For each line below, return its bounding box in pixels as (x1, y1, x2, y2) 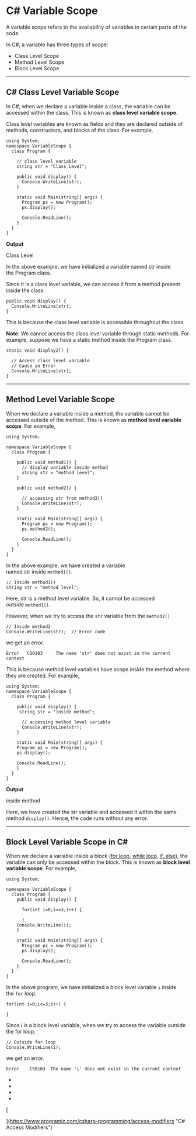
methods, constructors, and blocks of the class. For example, (6, 126, 153, 133)
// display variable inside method (21, 464, 108, 471)
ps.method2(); (21, 526, 57, 532)
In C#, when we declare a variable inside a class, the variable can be (6, 102, 171, 109)
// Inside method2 (6, 623, 51, 630)
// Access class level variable (11, 358, 90, 363)
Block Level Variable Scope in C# (6, 837, 128, 847)
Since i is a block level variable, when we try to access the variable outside (6, 1022, 186, 1029)
